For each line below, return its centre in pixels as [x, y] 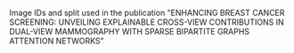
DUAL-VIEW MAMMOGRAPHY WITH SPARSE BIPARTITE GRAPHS [130, 31]
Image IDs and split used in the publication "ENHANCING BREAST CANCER [147, 13]
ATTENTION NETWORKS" [57, 41]
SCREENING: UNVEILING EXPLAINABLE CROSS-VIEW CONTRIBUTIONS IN [147, 22]
